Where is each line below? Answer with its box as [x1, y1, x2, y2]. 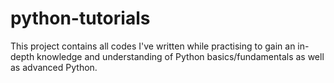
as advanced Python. [10, 61, 98, 73]
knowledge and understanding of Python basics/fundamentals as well [36, 50, 325, 62]
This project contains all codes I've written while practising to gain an [10, 40, 296, 52]
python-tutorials [10, 7, 151, 30]
